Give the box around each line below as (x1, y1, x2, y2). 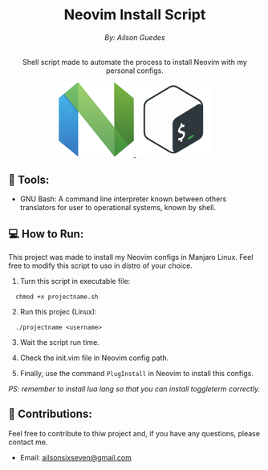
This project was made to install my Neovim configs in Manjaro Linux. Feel (8, 253, 254, 262)
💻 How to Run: (8, 227, 84, 241)
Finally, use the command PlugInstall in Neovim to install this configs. (19, 369, 254, 379)
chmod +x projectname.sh (15, 293, 99, 302)
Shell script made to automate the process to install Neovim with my (22, 58, 247, 67)
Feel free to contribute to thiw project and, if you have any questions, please (8, 428, 261, 438)
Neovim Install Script (63, 6, 206, 24)
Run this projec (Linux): (19, 307, 98, 317)
